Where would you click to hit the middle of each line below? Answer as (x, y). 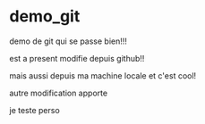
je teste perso (34, 110)
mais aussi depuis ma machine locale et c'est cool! (103, 75)
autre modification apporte (59, 93)
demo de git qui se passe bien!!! (68, 41)
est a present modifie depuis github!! (77, 58)
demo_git (45, 17)
